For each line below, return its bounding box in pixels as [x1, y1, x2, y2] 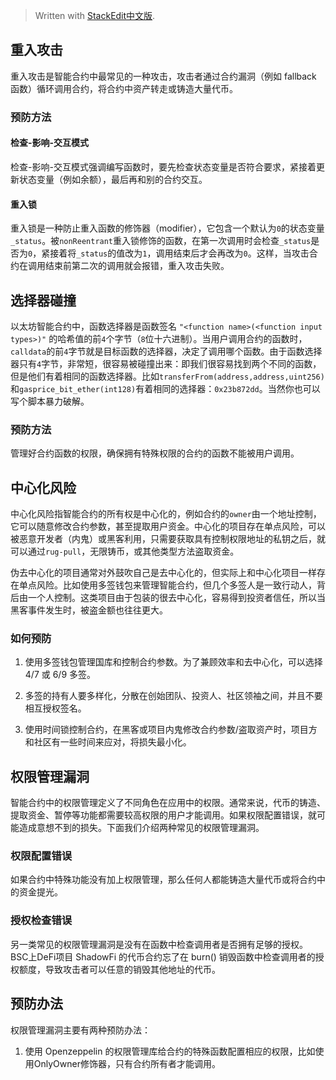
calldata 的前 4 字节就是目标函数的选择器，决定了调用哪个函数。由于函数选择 [10, 345, 323, 357]
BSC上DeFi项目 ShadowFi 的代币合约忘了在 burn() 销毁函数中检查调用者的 [10, 950, 316, 963]
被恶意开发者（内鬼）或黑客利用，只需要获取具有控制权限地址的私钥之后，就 [10, 533, 326, 545]
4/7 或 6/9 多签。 [24, 669, 97, 681]
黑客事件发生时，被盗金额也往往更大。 [10, 604, 168, 616]
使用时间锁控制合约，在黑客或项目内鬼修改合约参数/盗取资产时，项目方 [24, 724, 318, 736]
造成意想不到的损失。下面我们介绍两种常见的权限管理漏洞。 [18, 822, 265, 834]
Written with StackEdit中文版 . [34, 10, 156, 21]
